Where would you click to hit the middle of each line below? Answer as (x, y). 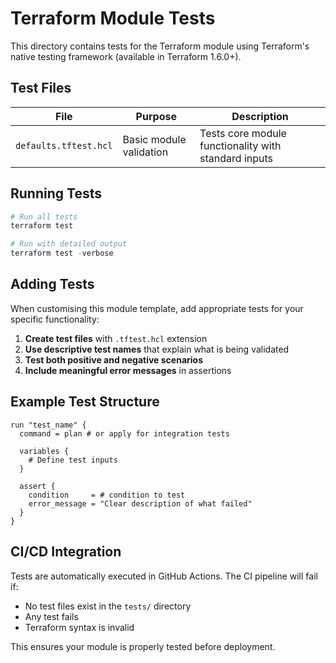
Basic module (154, 139)
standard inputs (236, 158)
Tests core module (243, 133)
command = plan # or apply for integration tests (124, 433)
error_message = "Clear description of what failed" (140, 503)
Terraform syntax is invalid (79, 627)
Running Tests (56, 193)
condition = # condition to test (107, 495)
